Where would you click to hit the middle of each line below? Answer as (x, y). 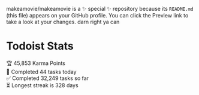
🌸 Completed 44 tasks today (41, 72)
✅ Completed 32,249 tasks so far (47, 78)
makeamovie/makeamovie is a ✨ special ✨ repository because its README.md (100, 9)
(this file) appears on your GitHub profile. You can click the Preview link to (97, 15)
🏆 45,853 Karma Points (36, 63)
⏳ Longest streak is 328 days (43, 85)
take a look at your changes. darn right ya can (63, 22)
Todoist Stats (40, 46)
